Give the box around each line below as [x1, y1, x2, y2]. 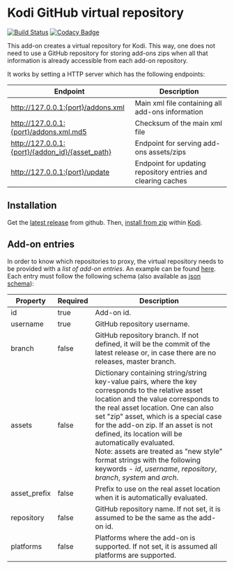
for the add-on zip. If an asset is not [95, 420, 213, 430]
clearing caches [134, 176, 188, 186]
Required [57, 295, 88, 305]
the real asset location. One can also [95, 403, 214, 413]
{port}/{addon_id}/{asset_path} [10, 147, 111, 156]
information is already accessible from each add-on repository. [7, 56, 188, 64]
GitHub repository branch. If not [95, 330, 199, 340]
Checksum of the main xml [134, 118, 223, 128]
